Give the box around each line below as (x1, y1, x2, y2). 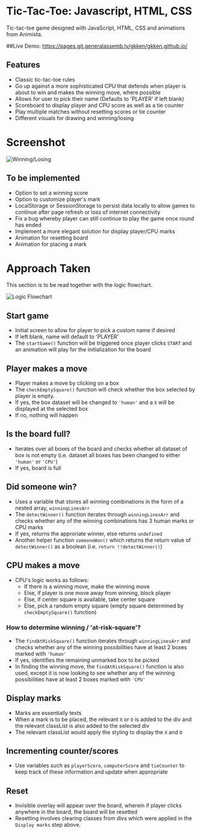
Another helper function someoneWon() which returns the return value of (14, 536, 191, 544)
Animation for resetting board (14, 234, 88, 241)
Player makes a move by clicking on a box (14, 379, 119, 387)
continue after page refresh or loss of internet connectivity (14, 208, 161, 216)
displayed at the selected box (14, 405, 88, 412)
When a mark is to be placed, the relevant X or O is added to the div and (14, 716, 192, 723)
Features (6, 60, 40, 70)
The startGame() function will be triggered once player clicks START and (14, 339, 192, 347)
